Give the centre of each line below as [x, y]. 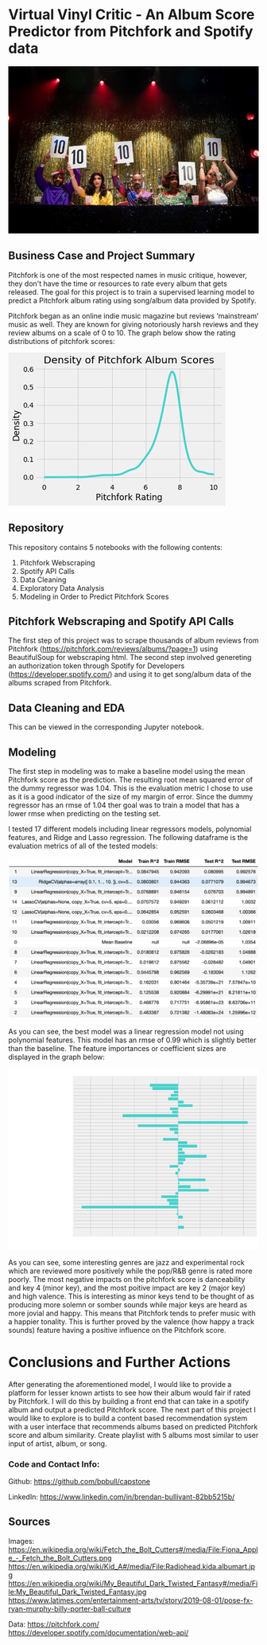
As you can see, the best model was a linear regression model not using [126, 1032]
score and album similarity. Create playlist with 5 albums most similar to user [133, 1435]
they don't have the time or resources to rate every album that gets [118, 283]
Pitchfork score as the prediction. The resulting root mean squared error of [131, 780]
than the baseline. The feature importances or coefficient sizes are [117, 1049]
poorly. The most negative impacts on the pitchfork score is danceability [127, 1279]
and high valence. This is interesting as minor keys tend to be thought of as [131, 1296]
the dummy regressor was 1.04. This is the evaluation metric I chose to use [131, 788]
